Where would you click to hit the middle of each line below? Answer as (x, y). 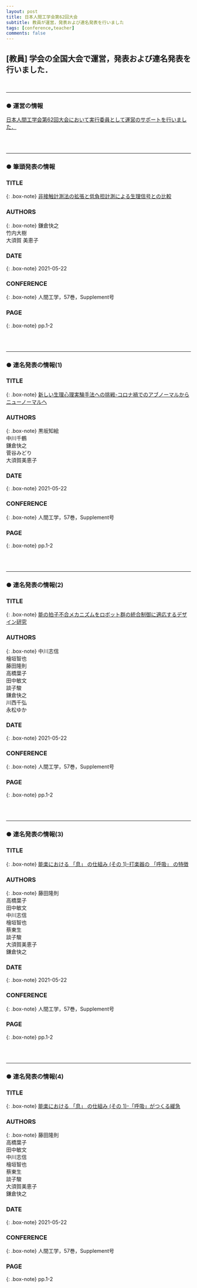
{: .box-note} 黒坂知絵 (33, 431)
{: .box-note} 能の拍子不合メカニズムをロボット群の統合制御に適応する (91, 615)
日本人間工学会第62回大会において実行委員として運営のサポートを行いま (94, 120)
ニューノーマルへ (27, 402)
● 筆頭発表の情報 (31, 167)
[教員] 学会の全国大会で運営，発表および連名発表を (98, 58)
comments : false (26, 33)
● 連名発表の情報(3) (35, 835)
